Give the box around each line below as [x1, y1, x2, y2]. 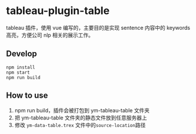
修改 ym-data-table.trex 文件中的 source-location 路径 [14, 121, 146, 128]
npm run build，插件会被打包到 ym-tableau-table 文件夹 [14, 106, 150, 114]
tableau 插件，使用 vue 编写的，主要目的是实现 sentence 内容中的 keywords [6, 24, 191, 31]
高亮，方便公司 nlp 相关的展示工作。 [6, 31, 94, 39]
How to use [6, 91, 48, 101]
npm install [6, 64, 35, 70]
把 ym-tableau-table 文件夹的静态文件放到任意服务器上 [14, 114, 147, 121]
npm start [6, 69, 31, 75]
